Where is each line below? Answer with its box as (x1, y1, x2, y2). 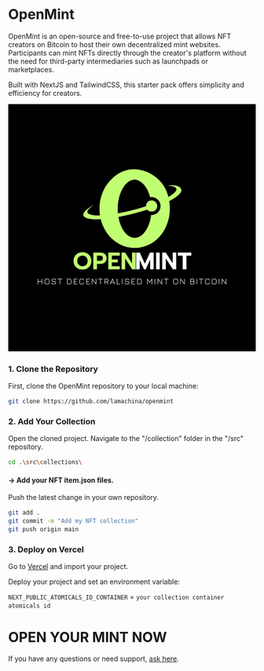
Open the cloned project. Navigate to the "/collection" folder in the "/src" (8, 434, 244, 443)
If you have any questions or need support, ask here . (8, 654, 179, 664)
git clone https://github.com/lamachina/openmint (8, 398, 174, 406)
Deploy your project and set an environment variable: (8, 577, 181, 586)
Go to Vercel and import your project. (8, 562, 129, 571)
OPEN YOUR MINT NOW (8, 628, 167, 646)
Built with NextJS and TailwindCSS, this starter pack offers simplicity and (8, 80, 245, 89)
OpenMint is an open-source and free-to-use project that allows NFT (8, 31, 232, 41)
